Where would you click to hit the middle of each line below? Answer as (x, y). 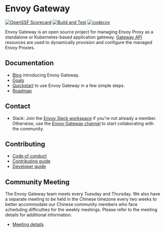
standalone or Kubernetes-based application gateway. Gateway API (74, 37)
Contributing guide (31, 161)
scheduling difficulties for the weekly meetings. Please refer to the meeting (81, 210)
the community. (28, 128)
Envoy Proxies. (20, 47)
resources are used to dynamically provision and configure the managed (79, 42)
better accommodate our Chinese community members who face (71, 204)
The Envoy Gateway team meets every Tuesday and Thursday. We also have (83, 194)
